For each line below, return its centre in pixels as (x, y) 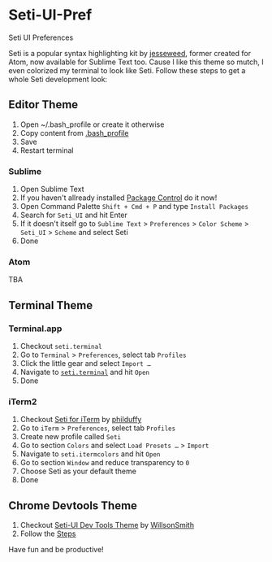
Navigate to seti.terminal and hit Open (85, 372)
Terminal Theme (51, 305)
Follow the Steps (48, 534)
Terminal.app (35, 329)
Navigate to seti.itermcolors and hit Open (90, 454)
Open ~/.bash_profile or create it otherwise (92, 124)
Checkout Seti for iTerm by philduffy (81, 420)
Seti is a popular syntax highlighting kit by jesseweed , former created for (130, 53)
